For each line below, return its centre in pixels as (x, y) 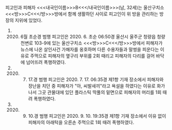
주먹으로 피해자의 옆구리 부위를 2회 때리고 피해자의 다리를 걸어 (92, 56)
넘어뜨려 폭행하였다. (46, 62)
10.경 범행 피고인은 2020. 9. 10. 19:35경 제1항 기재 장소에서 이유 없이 (97, 116)
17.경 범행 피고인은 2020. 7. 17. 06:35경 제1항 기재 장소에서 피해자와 (96, 79)
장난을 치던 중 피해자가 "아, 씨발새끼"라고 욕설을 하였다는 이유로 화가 (97, 86)
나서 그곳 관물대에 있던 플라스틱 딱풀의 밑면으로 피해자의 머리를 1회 (95, 92)
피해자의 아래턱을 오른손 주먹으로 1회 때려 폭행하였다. (81, 122)
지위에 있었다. (28, 20)
